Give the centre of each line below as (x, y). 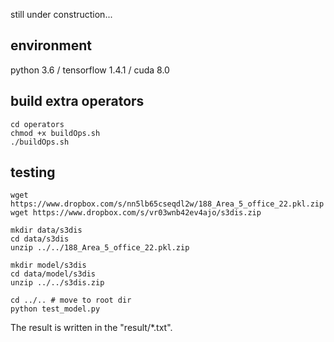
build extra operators (77, 101)
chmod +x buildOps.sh (55, 133)
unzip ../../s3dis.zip (57, 283)
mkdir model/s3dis (48, 265)
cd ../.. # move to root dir (71, 300)
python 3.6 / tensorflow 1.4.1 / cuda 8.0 (90, 70)
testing (33, 172)
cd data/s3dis (40, 239)
